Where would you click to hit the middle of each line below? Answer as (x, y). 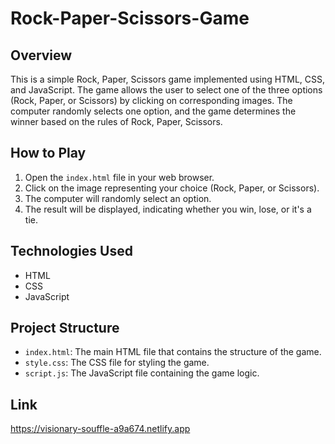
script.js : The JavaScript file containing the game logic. (142, 373)
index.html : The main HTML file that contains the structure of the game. (173, 352)
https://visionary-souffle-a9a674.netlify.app (100, 429)
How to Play (48, 153)
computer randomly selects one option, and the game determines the (153, 111)
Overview (41, 55)
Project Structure (65, 328)
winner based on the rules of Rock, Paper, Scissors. (116, 121)
